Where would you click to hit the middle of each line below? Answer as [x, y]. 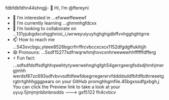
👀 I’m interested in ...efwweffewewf [49, 18]
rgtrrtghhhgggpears [33, 81]
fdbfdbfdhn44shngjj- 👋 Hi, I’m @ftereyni [47, 8]
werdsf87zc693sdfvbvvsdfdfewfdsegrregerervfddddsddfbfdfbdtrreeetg [88, 76]
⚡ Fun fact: [24, 58]
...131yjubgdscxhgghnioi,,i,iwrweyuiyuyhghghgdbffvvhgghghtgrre [81, 34]
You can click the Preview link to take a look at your [66, 87]
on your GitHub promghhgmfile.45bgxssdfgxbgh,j [107, 81]
